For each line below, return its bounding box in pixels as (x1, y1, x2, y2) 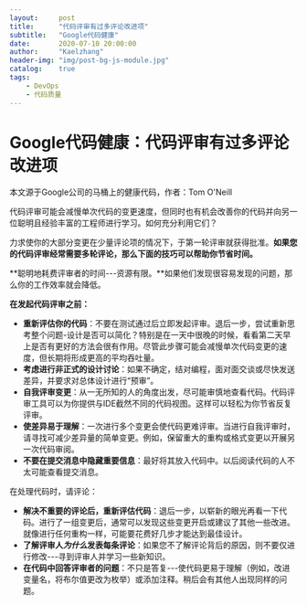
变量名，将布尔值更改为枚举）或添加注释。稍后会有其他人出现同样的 (22, 574, 280, 585)
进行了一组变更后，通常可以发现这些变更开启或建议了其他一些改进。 (38, 517, 295, 528)
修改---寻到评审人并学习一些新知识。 (30, 551, 171, 562)
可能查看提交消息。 (30, 467, 103, 478)
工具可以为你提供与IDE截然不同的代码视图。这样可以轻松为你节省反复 (30, 398, 292, 409)
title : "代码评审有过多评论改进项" (9, 22, 149, 31)
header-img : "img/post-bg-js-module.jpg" (9, 56, 170, 65)
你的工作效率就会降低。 (16, 280, 106, 291)
